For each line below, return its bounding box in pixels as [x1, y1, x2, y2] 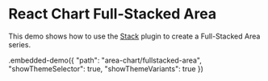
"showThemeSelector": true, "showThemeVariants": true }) [8, 63, 204, 73]
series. [8, 39, 31, 49]
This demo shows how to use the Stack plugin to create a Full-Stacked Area [8, 31, 261, 41]
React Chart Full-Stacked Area [8, 5, 216, 23]
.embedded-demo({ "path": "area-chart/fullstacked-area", [8, 55, 202, 65]
